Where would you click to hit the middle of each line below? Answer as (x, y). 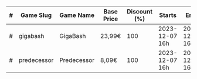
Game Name (77, 15)
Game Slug (36, 15)
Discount (140, 11)
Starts (168, 15)
